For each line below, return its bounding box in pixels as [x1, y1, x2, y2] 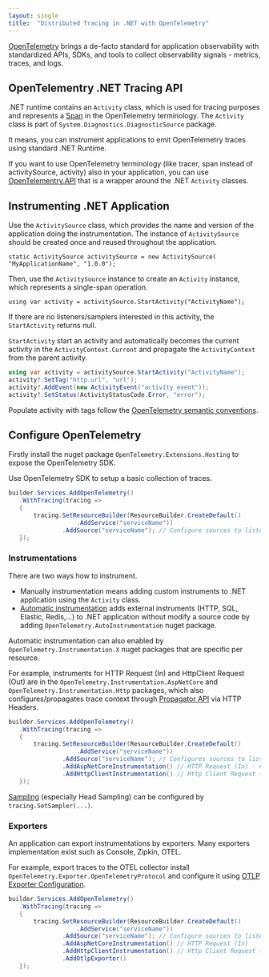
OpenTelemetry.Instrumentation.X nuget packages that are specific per [8, 644, 243, 654]
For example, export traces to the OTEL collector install [8, 863, 190, 872]
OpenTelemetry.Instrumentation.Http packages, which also [8, 685, 204, 695]
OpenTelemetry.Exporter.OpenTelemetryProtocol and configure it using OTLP [8, 871, 260, 881]
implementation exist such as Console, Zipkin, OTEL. [8, 847, 182, 857]
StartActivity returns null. [8, 321, 97, 330]
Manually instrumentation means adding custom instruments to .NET [19, 586, 247, 596]
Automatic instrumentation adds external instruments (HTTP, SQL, [19, 603, 239, 613]
